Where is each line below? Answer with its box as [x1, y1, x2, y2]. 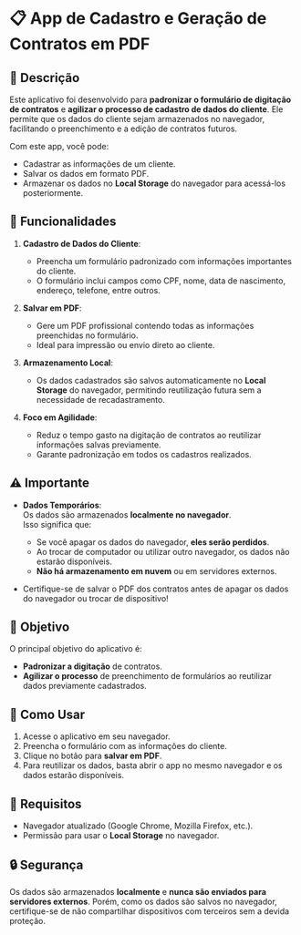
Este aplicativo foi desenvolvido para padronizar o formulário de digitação [9, 94, 292, 105]
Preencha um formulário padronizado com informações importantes [36, 255, 292, 266]
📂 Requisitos [9, 796, 82, 812]
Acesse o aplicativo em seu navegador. [22, 731, 171, 742]
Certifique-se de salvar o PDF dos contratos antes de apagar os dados [22, 583, 289, 594]
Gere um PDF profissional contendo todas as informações [36, 320, 254, 331]
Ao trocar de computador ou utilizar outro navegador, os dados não [36, 546, 290, 557]
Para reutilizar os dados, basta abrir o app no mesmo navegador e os [22, 760, 283, 771]
